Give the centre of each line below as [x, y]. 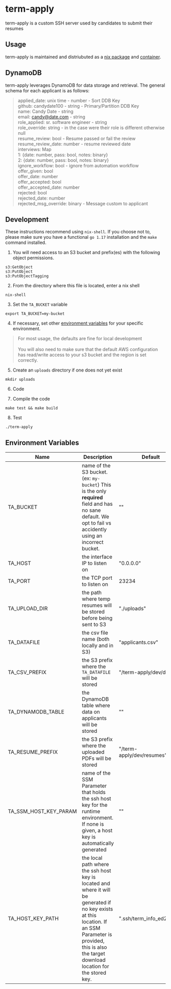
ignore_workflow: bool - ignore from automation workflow [78, 165]
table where [96, 706]
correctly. [28, 360]
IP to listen [94, 563]
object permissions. [33, 258]
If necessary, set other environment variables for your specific [78, 323]
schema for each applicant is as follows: [48, 90]
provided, [93, 941]
